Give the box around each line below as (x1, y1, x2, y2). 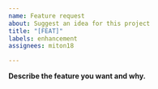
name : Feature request (8, 11, 85, 20)
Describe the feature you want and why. (8, 71, 146, 81)
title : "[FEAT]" (8, 27, 63, 35)
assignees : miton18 (8, 42, 75, 50)
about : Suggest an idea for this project (8, 19, 151, 28)
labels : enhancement (8, 34, 79, 43)
